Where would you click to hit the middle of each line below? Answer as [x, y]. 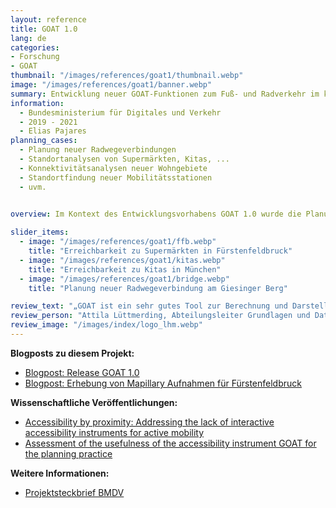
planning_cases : [44, 141]
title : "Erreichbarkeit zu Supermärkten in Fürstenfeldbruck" [160, 251]
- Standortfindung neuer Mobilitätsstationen [116, 177]
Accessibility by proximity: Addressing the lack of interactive [149, 422]
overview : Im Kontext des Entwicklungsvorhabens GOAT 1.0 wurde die [156, 214]
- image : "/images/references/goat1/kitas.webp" [122, 260]
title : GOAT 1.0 [44, 29]
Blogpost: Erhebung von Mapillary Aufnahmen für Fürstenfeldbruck [163, 383]
